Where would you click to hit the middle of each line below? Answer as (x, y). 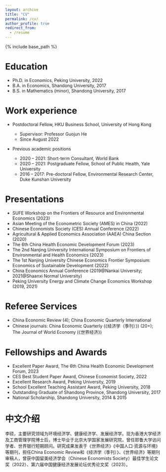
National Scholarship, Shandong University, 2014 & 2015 (69, 397)
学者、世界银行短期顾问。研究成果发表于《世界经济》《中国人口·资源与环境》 (83, 446)
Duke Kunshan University (45, 179)
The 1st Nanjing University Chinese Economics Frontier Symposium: (81, 260)
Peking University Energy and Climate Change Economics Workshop (82, 281)
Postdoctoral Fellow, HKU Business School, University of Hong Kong (82, 124)
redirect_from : (21, 28)
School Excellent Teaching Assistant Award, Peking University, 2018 (81, 387)
